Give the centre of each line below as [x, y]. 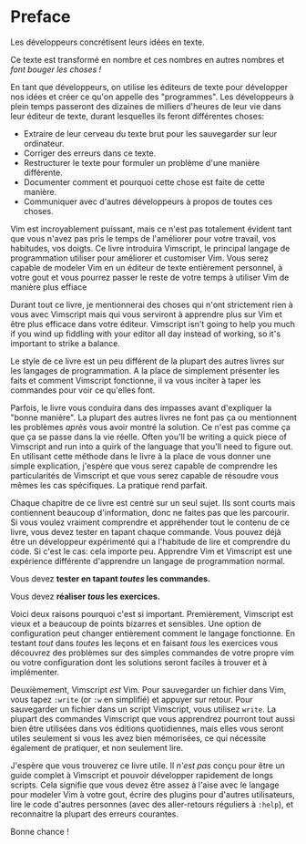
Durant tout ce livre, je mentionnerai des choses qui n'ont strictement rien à [152, 304]
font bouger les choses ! [56, 69]
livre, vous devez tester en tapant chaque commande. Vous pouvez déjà [146, 531]
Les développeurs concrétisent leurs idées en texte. [108, 42]
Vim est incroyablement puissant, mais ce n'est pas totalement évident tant [151, 229]
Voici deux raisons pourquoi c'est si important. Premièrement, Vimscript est [152, 613]
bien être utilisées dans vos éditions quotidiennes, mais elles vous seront [147, 728]
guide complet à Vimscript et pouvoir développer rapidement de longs [142, 775]
